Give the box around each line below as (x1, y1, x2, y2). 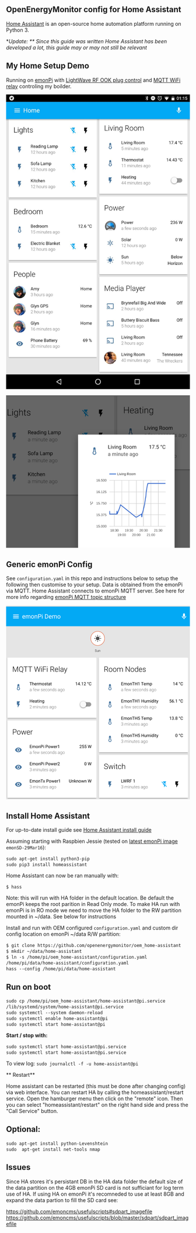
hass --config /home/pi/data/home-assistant (6, 966, 116, 972)
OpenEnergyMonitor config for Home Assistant (6, 5, 181, 15)
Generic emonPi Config (6, 559, 93, 569)
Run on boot (6, 982, 51, 992)
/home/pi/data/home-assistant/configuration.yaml (6, 960, 129, 966)
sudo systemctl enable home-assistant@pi (6, 1016, 108, 1022)
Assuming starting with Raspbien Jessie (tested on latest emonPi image (6, 838, 178, 845)
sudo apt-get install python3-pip (6, 856, 90, 862)
